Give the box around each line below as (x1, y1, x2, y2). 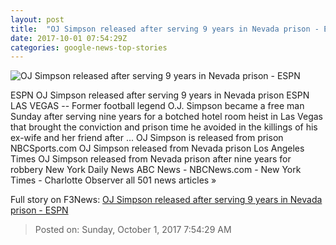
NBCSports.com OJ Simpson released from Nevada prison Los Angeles (10, 142, 305, 155)
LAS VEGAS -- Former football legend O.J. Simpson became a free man (10, 100, 305, 112)
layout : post (10, 14, 65, 25)
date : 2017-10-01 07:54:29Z (10, 33, 128, 43)
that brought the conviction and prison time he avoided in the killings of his (10, 121, 318, 133)
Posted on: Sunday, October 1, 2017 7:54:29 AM (34, 224, 232, 236)
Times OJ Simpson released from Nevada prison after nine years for (10, 153, 292, 165)
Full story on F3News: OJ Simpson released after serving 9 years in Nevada (10, 194, 323, 206)
